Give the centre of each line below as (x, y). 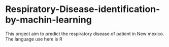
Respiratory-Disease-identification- (83, 9)
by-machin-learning (49, 20)
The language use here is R (34, 39)
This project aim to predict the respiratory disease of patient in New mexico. (85, 33)
